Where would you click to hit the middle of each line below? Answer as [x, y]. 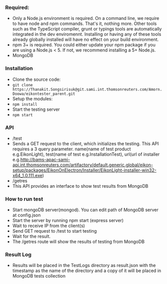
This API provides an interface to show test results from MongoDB [80, 186]
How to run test [24, 199]
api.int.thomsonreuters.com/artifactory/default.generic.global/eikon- [83, 165]
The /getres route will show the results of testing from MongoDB [78, 242]
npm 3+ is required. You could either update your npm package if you [84, 45]
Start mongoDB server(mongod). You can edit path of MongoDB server [85, 210]
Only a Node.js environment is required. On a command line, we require [86, 18]
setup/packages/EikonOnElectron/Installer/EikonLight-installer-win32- [84, 170]
